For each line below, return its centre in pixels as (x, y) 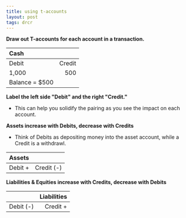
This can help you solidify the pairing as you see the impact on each (97, 108)
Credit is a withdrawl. (40, 144)
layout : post (22, 17)
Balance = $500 (31, 83)
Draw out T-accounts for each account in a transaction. (75, 39)
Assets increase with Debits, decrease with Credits (70, 126)
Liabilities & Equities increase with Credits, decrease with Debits (86, 182)
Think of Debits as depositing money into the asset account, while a (97, 137)
